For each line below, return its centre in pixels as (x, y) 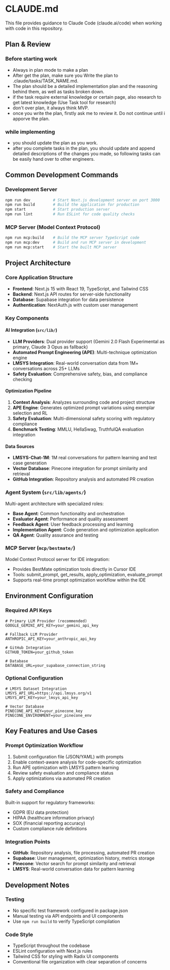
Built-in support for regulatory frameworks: (50, 802)
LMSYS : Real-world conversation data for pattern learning (73, 869)
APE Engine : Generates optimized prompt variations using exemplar (84, 408)
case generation (30, 463)
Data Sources (20, 446)
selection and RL (30, 413)
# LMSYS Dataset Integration (36, 689)
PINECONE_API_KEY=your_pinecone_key (44, 711)
